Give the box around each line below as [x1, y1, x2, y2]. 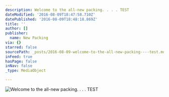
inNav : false [5, 63, 33, 68]
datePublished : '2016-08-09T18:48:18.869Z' [5, 17, 98, 22]
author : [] [5, 26, 28, 31]
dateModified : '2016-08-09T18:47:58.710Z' [5, 12, 96, 17]
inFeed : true [5, 54, 33, 59]
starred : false [5, 45, 37, 50]
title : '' [5, 21, 26, 27]
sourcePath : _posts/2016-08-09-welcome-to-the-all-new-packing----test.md [5, 49, 165, 54]
